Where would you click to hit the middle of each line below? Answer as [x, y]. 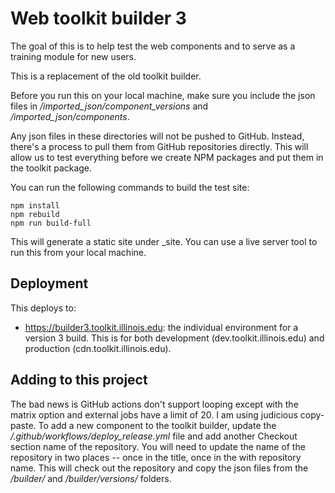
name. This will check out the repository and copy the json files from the [159, 468]
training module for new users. [73, 56]
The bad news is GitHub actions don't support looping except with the [154, 404]
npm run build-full [51, 223]
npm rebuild [35, 214]
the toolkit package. [51, 168]
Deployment [49, 283]
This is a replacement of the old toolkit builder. [106, 76]
